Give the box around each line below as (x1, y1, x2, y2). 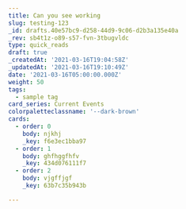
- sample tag (15, 93, 59, 101)
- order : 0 (15, 122, 51, 130)
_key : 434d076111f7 (22, 160, 87, 168)
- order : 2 (15, 167, 51, 175)
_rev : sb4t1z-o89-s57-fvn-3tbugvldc (8, 33, 129, 42)
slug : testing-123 (8, 19, 69, 27)
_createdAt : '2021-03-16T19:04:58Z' (8, 56, 129, 64)
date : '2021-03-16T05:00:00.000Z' (8, 71, 123, 79)
